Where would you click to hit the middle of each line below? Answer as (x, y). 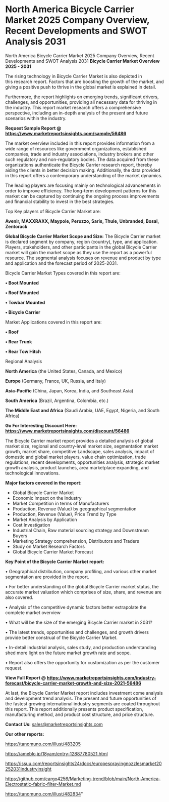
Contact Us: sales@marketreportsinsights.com (54, 724)
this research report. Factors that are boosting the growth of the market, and (84, 82)
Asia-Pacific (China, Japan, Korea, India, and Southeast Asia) (69, 390)
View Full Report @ (26, 677)
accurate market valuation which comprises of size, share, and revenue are (83, 592)
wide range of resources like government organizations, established (76, 148)
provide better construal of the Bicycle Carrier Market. (61, 637)
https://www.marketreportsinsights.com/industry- (101, 677)
